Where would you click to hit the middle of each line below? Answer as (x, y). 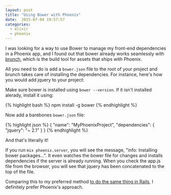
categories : (18, 24)
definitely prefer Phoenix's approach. (44, 187)
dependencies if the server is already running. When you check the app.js (83, 161)
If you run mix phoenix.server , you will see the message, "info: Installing (81, 150)
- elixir (19, 29)
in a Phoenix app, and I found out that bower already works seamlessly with (85, 54)
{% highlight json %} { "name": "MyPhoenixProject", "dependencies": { (80, 125)
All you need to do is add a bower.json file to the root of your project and (81, 69)
